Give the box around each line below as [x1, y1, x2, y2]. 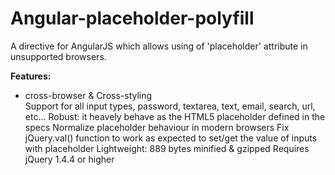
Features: [10, 70, 52, 82]
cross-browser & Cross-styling [24, 89, 153, 101]
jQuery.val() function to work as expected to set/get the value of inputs [24, 132, 318, 144]
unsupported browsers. [10, 50, 107, 62]
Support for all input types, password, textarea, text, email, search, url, [24, 100, 316, 112]
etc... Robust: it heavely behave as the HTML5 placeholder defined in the [24, 110, 326, 122]
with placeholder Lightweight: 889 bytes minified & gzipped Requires [24, 142, 310, 154]
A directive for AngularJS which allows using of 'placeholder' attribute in [10, 40, 308, 52]
